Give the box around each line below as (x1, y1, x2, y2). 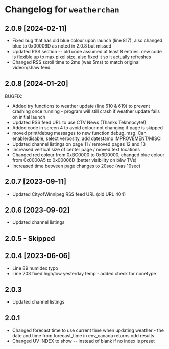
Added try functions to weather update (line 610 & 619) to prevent (12, 103, 150, 109)
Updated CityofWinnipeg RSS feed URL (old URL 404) (12, 191, 126, 197)
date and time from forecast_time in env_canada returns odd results (12, 333, 155, 339)
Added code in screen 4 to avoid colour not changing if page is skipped (12, 124, 163, 131)
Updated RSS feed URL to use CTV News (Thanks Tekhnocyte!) (12, 119, 147, 125)
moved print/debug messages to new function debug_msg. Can (12, 130, 147, 136)
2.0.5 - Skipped (5, 234, 55, 243)
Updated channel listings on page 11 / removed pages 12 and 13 (12, 141, 146, 147)
